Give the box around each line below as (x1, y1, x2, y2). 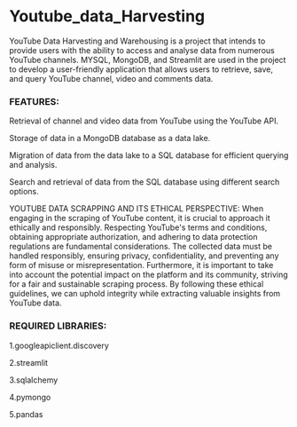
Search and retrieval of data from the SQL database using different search (9, 177, 280, 187)
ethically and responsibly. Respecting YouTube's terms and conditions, (9, 222, 268, 233)
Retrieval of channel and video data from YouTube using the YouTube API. (9, 115, 279, 126)
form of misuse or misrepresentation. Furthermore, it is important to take (9, 260, 274, 271)
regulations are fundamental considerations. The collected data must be (9, 241, 273, 252)
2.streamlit (9, 357, 49, 368)
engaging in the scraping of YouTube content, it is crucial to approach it (9, 213, 270, 224)
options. (9, 186, 40, 197)
